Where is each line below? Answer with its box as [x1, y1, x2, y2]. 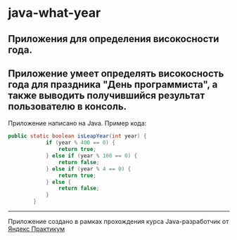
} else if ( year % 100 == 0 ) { [45, 152, 138, 159]
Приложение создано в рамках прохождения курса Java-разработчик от [8, 218, 229, 226]
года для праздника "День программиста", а [8, 79, 218, 91]
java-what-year [8, 5, 101, 21]
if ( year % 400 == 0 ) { [45, 139, 115, 147]
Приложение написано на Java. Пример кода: [8, 119, 147, 128]
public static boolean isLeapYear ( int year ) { [8, 133, 147, 140]
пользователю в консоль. [8, 100, 127, 112]
